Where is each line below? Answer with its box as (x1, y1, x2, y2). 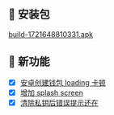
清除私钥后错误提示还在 (19, 97, 99, 107)
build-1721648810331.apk (8, 29, 94, 39)
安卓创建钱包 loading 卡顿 (19, 77, 107, 87)
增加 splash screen (19, 88, 83, 97)
